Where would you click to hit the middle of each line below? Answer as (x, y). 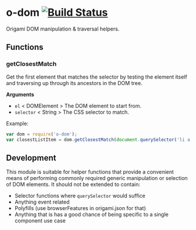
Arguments (20, 94)
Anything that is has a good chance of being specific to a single (92, 215)
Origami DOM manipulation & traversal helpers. (63, 29)
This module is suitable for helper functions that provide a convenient (90, 172)
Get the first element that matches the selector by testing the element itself (97, 77)
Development (31, 158)
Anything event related (42, 202)
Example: (17, 123)
